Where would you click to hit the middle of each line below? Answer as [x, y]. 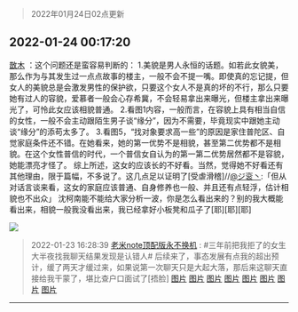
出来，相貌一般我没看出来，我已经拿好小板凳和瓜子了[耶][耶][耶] [134, 209]
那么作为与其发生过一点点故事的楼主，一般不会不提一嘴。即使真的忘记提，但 [149, 76]
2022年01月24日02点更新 [78, 14]
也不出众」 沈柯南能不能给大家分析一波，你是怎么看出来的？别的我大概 [146, 198]
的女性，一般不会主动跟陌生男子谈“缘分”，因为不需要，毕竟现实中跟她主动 [145, 120]
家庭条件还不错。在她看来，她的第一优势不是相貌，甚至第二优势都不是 [145, 142]
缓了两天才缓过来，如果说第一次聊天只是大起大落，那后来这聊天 [163, 267]
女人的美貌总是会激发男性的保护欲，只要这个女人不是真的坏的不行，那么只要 [149, 87]
